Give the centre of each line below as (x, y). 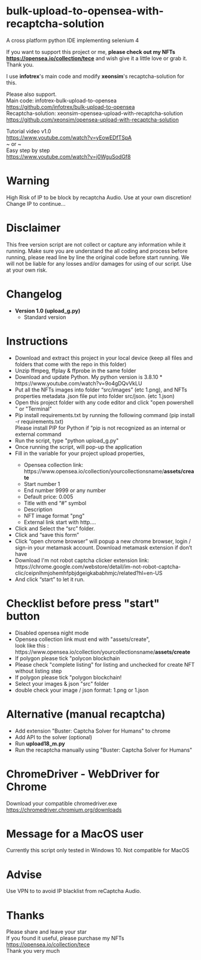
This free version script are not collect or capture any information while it (96, 244)
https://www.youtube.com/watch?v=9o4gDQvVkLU (78, 383)
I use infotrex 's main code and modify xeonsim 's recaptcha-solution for (95, 76)
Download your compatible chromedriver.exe (62, 803)
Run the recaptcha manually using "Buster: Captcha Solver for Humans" (103, 750)
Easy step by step (28, 150)
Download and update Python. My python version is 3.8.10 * (89, 377)
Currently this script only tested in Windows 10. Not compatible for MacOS (98, 850)
